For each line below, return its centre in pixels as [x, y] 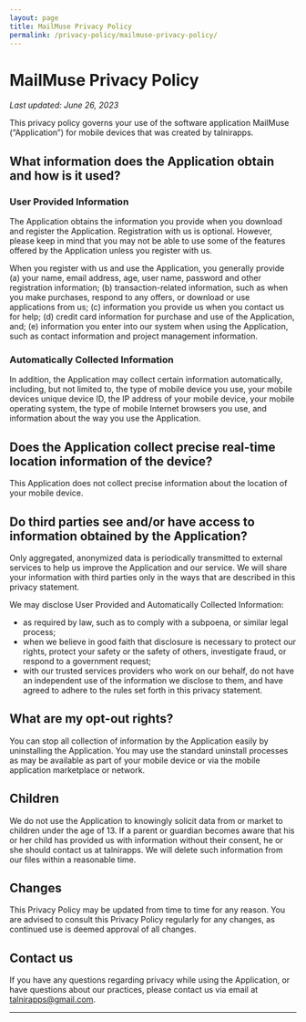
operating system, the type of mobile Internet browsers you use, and [138, 409]
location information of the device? [111, 461]
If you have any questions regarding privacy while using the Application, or [150, 980]
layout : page [34, 18]
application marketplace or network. [77, 770]
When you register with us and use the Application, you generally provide [147, 268]
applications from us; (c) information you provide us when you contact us [147, 307]
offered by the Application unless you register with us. [111, 250]
